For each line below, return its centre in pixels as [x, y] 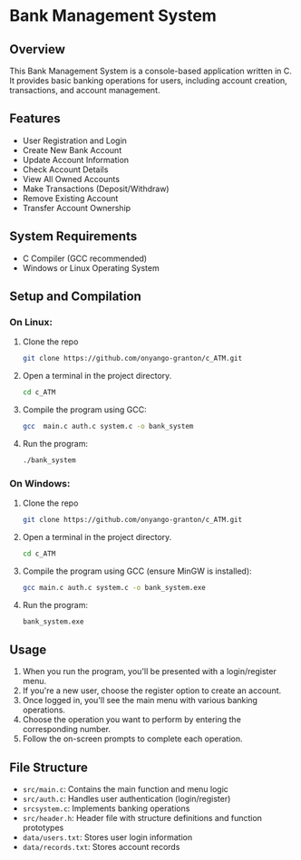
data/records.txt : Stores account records [101, 847]
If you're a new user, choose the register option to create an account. [152, 691]
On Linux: [31, 322]
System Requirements [73, 237]
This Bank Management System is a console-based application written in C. [151, 71]
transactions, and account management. [85, 90]
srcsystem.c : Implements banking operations [106, 808]
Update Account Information [76, 159]
